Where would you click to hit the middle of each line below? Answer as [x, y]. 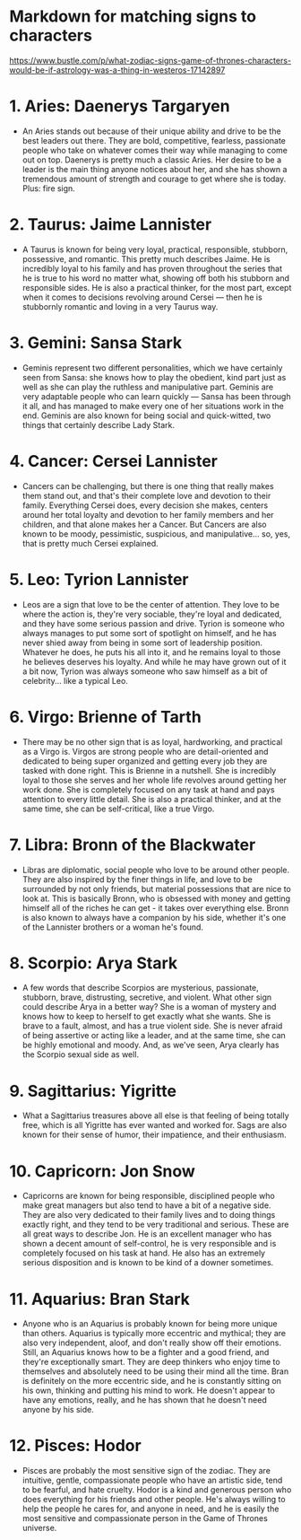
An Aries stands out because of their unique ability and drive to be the [151, 131]
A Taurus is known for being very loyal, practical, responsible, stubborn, [155, 249]
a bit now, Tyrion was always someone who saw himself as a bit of [145, 671]
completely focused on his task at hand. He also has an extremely [144, 1253]
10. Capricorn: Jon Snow [102, 1171]
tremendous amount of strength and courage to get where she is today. [154, 179]
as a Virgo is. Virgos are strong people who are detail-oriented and [145, 751]
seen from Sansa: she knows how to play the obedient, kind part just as [154, 377]
